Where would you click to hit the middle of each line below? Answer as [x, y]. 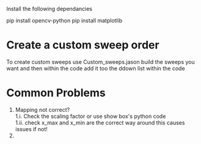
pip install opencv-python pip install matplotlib [64, 20]
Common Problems [56, 93]
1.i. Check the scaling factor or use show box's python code [90, 116]
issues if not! [31, 129]
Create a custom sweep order [83, 45]
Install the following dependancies [49, 9]
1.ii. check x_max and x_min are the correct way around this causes [100, 122]
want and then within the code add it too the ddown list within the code [96, 68]
